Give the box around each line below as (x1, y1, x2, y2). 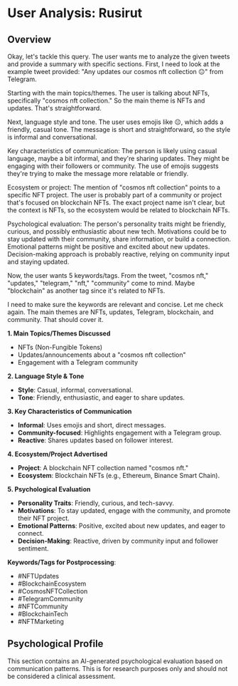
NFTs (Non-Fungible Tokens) (17, 343, 103, 351)
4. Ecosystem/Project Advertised (7, 450, 108, 458)
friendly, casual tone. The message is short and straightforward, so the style (7, 125, 231, 133)
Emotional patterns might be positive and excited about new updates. (7, 242, 210, 251)
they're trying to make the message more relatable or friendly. (7, 170, 189, 177)
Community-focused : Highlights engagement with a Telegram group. (17, 429, 222, 437)
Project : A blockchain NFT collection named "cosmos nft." (17, 464, 189, 472)
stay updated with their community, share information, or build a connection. (7, 235, 232, 243)
